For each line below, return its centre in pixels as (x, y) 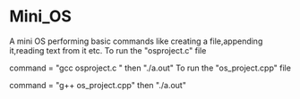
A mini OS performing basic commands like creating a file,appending (136, 41)
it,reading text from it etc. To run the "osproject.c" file (108, 50)
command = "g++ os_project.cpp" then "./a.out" (98, 85)
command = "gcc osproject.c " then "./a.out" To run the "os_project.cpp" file (150, 68)
